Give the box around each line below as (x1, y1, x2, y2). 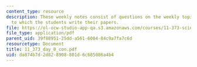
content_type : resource (6, 8, 64, 15)
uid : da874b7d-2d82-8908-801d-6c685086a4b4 (6, 52, 114, 58)
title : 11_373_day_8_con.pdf (6, 47, 77, 52)
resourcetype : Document (6, 41, 64, 47)
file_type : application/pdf (6, 30, 75, 36)
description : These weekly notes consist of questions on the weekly (6, 14, 180, 20)
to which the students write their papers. (11, 19, 119, 25)
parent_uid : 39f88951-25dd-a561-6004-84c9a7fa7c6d (6, 36, 133, 41)
